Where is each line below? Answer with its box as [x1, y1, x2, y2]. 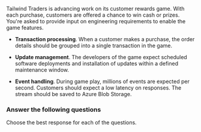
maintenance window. [14, 66, 69, 73]
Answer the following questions [6, 105, 101, 113]
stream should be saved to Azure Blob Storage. [14, 91, 132, 97]
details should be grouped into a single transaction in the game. [14, 42, 173, 49]
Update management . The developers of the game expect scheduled [14, 54, 187, 60]
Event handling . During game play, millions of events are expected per [14, 78, 190, 85]
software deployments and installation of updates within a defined [14, 60, 179, 67]
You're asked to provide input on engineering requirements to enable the [6, 18, 186, 24]
